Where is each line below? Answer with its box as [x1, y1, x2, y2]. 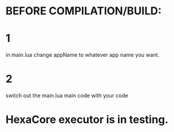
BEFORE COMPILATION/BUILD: [5, 4, 162, 18]
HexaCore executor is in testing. [5, 113, 169, 127]
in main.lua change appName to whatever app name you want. [5, 51, 160, 59]
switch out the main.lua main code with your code [5, 92, 129, 99]
